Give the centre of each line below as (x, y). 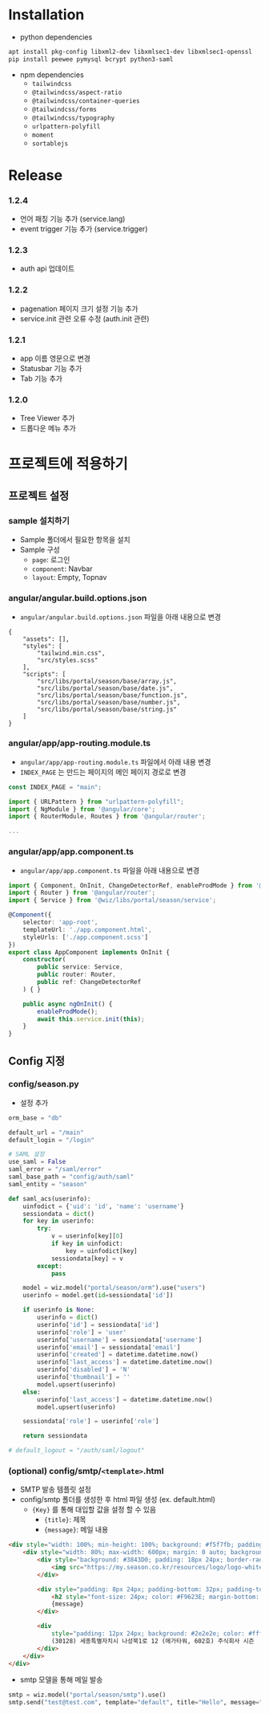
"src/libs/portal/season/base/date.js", (105, 688)
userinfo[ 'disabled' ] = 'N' (84, 1370)
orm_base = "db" (35, 1118)
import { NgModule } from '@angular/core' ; (82, 809)
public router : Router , (76, 975)
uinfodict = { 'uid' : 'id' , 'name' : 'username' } (103, 1206)
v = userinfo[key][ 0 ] (87, 1236)
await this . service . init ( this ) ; (91, 1019)
